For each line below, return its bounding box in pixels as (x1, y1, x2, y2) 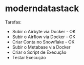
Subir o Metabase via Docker (12, 44, 71, 50)
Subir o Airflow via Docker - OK (12, 34, 76, 40)
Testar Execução (12, 54, 46, 60)
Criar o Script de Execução (12, 49, 67, 55)
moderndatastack (5, 3, 79, 14)
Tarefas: (5, 19, 22, 25)
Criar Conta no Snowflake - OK (12, 39, 75, 44)
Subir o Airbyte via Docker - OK (12, 28, 76, 34)
